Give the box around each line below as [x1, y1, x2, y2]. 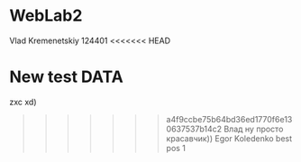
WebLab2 [9, 5, 83, 26]
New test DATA [9, 67, 123, 87]
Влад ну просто [223, 123, 284, 134]
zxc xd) [9, 96, 38, 107]
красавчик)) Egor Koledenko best [166, 132, 293, 144]
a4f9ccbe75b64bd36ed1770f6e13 [166, 113, 293, 124]
